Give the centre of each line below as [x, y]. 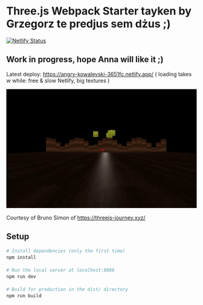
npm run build [24, 296]
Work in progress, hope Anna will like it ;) [85, 59]
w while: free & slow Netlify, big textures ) [58, 80]
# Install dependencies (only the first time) [66, 251]
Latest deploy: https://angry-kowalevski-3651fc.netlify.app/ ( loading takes [99, 74]
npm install [21, 257]
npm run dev [21, 276]
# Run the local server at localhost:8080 [60, 270]
